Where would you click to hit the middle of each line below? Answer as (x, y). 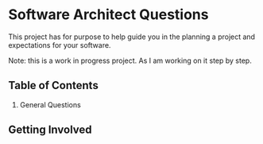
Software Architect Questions (108, 15)
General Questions (50, 104)
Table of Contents (54, 86)
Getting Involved (50, 130)
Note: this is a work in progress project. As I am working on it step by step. (130, 60)
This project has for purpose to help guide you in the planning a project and (132, 37)
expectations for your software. (60, 45)
